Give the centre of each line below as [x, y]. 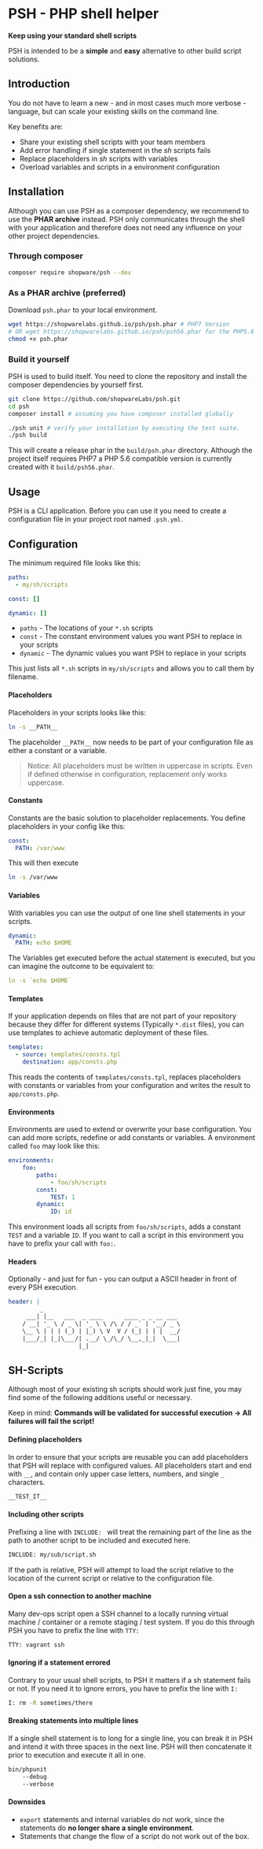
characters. [27, 1482]
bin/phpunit [27, 1769]
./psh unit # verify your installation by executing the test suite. [124, 428]
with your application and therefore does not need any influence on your [125, 227]
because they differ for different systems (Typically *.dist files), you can [126, 1024]
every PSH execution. [43, 1287]
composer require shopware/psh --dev [70, 273]
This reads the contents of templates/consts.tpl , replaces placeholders [125, 1077]
